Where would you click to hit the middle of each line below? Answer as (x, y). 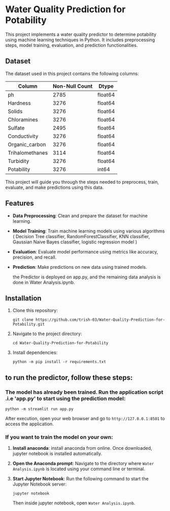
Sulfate (16, 127)
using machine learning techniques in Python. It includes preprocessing (80, 40)
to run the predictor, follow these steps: (69, 378)
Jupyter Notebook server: (40, 484)
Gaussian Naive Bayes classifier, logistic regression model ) (75, 242)
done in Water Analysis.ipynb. (44, 282)
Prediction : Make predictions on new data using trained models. (80, 267)
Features (20, 203)
